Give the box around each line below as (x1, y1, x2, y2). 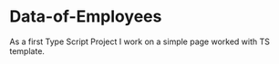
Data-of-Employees (9, 6, 162, 27)
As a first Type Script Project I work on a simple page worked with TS (9, 36, 271, 47)
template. (9, 45, 46, 56)
